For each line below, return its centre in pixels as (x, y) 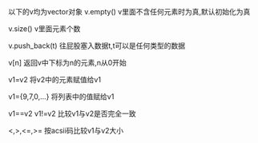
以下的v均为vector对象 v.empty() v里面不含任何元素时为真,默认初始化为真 (129, 12)
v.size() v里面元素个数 (44, 29)
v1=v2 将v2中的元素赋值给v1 (55, 79)
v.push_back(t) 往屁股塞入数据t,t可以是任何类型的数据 (97, 46)
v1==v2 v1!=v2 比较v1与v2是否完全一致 (72, 113)
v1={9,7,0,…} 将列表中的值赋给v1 (61, 97)
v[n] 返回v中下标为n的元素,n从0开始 (67, 63)
